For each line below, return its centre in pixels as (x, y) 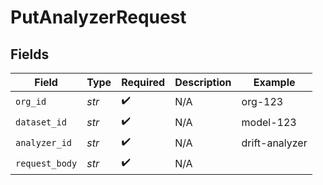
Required (143, 82)
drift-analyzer (274, 143)
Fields (30, 54)
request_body (46, 163)
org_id (31, 101)
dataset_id (41, 122)
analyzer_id (44, 142)
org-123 (262, 101)
